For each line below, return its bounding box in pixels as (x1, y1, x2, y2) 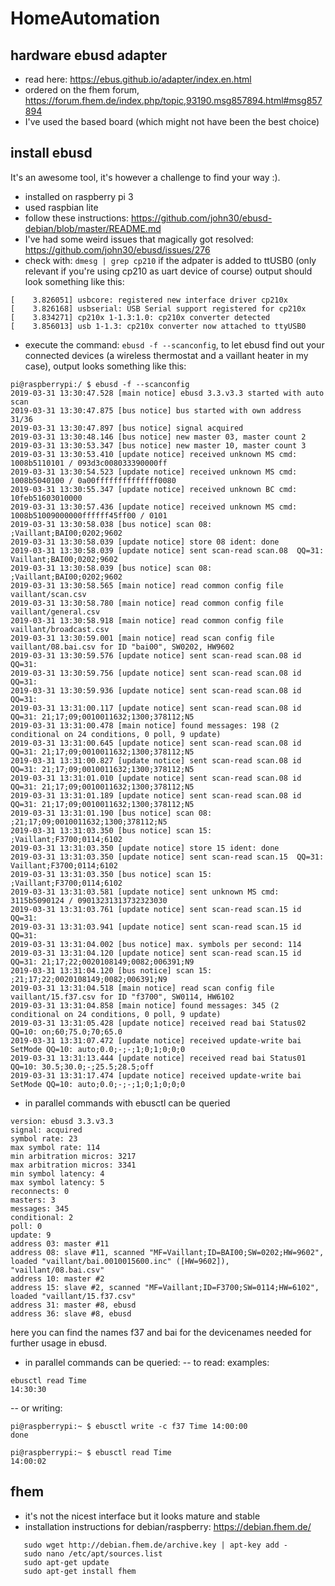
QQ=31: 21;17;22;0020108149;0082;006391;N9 (10, 957, 195, 967)
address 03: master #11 (10, 1238, 110, 1249)
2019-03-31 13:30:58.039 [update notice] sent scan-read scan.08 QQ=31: (10, 545, 325, 556)
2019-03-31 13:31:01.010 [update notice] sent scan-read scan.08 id (10, 773, 302, 783)
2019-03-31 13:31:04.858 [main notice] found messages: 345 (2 (10, 1000, 280, 1011)
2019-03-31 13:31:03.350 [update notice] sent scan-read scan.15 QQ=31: (10, 852, 325, 862)
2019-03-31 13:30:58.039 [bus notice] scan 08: (10, 563, 213, 573)
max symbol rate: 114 (10, 1142, 101, 1152)
